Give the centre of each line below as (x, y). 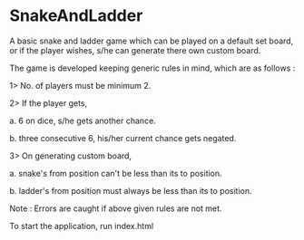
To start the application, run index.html (82, 226)
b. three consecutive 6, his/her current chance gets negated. (123, 138)
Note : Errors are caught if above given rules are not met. (116, 208)
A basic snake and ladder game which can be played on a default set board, (152, 41)
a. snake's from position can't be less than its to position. (116, 173)
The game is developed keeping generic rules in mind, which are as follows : (152, 68)
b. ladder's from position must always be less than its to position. (131, 190)
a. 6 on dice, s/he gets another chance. (83, 120)
